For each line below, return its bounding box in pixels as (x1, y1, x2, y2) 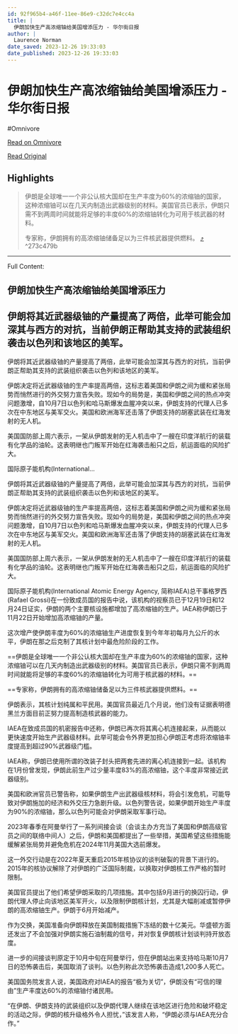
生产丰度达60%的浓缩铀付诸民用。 (16, 986, 118, 994)
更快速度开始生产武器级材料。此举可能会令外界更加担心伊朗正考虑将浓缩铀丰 (7, 733, 231, 741)
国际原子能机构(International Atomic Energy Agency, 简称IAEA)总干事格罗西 (7, 586, 227, 595)
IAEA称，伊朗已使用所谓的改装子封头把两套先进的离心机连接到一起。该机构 (7, 756, 227, 765)
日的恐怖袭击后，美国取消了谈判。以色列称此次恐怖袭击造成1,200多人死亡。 (7, 962, 228, 971)
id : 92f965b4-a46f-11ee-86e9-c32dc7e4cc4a (7, 10, 135, 18)
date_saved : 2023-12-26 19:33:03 (7, 43, 106, 50)
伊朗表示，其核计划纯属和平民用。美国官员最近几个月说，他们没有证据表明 (7, 699, 225, 709)
